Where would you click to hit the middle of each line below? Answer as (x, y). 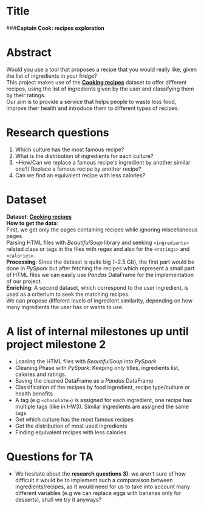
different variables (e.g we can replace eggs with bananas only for (98, 493)
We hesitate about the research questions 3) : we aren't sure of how (100, 473)
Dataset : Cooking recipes (39, 216)
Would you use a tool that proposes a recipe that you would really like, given (102, 69)
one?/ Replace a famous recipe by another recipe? (78, 169)
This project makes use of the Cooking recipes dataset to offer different (97, 82)
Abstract (29, 53)
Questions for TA (50, 456)
